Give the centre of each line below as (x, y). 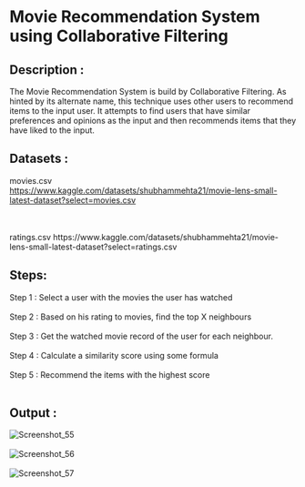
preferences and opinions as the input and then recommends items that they (153, 121)
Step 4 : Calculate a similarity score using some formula (114, 355)
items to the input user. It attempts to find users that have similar (130, 111)
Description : (47, 70)
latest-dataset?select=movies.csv (73, 200)
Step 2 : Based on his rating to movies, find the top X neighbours (131, 317)
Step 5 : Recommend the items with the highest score (110, 374)
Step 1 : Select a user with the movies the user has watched (121, 297)
